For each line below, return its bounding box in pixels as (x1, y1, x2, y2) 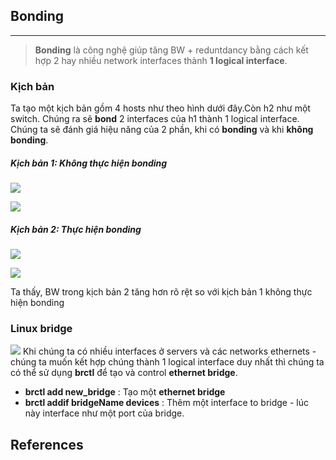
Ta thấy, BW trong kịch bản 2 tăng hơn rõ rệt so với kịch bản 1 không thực (10, 286, 313, 298)
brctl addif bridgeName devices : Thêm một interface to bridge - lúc (24, 397, 309, 409)
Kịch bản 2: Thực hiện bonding (10, 223, 142, 235)
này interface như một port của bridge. (24, 407, 185, 419)
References (10, 436, 84, 453)
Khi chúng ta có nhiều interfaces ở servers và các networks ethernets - (22, 345, 317, 358)
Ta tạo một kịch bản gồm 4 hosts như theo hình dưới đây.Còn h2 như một (10, 102, 311, 114)
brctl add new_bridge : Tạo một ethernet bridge (24, 386, 226, 398)
